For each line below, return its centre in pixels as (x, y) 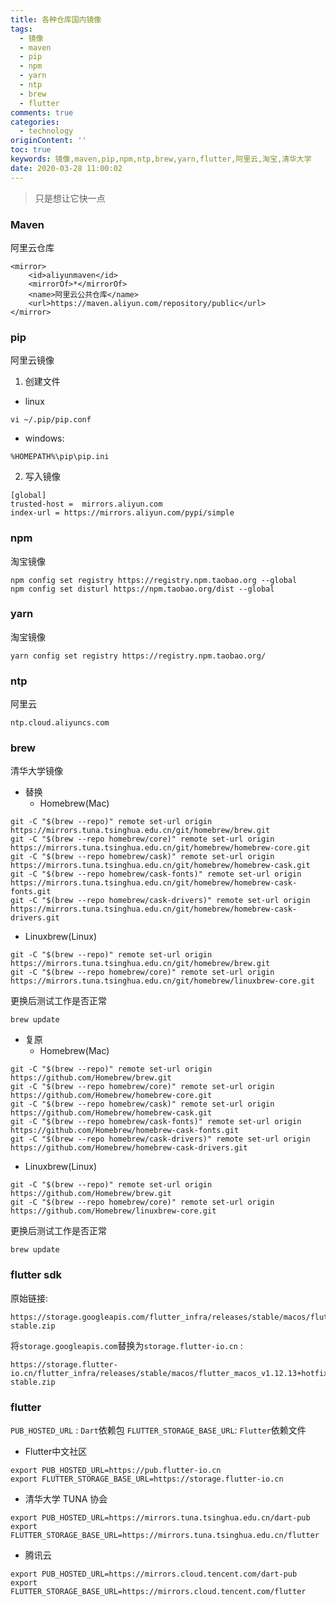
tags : (21, 29)
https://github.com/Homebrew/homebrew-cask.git (111, 1113)
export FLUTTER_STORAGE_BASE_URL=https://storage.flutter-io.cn (147, 1479)
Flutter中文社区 (56, 1451)
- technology (46, 131)
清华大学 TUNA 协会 (66, 1499)
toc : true (31, 150)
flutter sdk (36, 1275)
